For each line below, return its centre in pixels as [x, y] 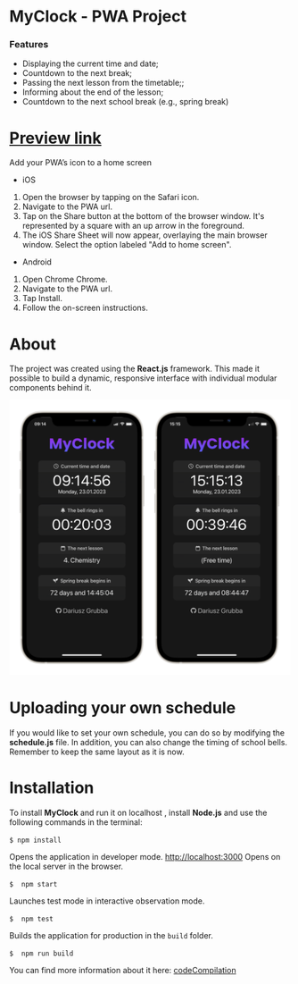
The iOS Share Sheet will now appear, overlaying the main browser [145, 235]
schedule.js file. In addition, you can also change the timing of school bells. [149, 742]
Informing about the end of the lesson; [93, 92]
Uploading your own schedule [123, 708]
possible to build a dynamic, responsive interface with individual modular [143, 378]
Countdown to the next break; [77, 73]
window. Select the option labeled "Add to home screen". [127, 245]
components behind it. [50, 388]
